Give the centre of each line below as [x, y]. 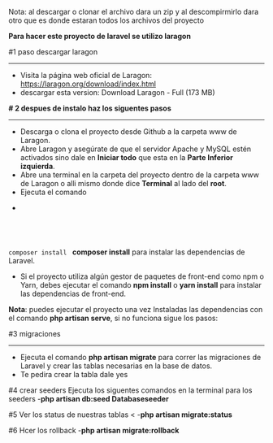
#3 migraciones [35, 334]
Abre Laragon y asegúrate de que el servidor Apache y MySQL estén [136, 149]
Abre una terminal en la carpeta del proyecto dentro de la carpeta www [140, 175]
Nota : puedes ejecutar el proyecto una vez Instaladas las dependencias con [136, 309]
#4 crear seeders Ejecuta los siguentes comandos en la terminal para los [130, 390]
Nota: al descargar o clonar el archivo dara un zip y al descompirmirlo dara [134, 12]
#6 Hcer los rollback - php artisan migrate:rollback [94, 430]
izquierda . [37, 166]
